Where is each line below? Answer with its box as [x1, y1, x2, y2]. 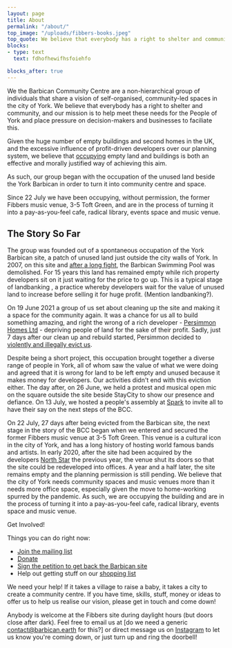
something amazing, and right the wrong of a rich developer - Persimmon [7, 318, 216, 327]
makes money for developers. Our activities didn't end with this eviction [7, 376, 211, 384]
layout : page [7, 10, 45, 17]
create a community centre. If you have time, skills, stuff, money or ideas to [7, 590, 221, 599]
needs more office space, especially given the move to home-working [7, 485, 206, 494]
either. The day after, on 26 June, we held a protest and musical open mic [7, 384, 217, 392]
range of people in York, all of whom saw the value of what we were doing [7, 361, 219, 370]
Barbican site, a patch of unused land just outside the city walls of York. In [7, 253, 218, 262]
